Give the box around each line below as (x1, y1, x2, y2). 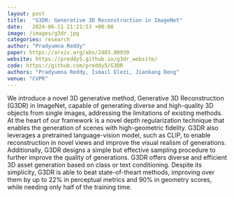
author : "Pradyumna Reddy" (7, 43, 86, 49)
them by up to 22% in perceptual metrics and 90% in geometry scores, (7, 176, 212, 184)
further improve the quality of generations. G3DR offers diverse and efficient (7, 153, 227, 162)
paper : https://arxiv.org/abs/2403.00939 (7, 49, 130, 56)
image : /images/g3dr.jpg (7, 29, 80, 37)
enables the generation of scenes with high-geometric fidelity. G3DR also (7, 123, 219, 132)
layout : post (7, 10, 45, 17)
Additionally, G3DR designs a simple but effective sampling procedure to (7, 146, 216, 154)
